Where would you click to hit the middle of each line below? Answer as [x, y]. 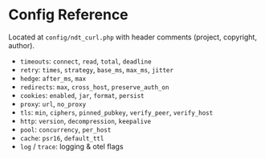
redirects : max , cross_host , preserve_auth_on [94, 87]
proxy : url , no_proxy [53, 104]
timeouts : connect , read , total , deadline [86, 61]
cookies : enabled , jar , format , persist [82, 95]
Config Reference [68, 15]
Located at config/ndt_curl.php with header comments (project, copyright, [132, 37]
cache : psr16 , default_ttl [62, 137]
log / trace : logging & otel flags [71, 146]
